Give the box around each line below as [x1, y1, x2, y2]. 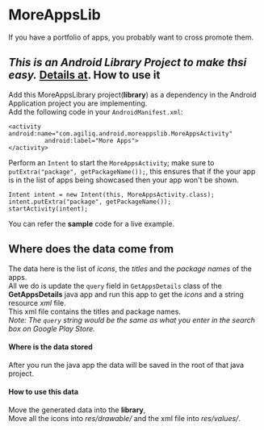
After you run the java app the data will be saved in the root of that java [8, 360, 245, 369]
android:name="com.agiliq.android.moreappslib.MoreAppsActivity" [8, 129, 233, 138]
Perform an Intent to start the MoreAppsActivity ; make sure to [8, 157, 215, 167]
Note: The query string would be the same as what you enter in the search [8, 315, 256, 324]
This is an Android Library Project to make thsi [8, 56, 247, 69]
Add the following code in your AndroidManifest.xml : [8, 106, 183, 116]
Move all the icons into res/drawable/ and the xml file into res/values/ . [8, 413, 241, 423]
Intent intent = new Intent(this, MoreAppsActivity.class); [8, 190, 216, 198]
